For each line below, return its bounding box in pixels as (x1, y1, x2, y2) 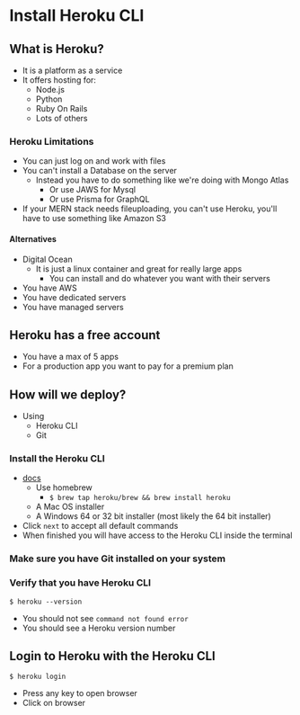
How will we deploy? (9, 387, 127, 402)
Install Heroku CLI (9, 5, 145, 26)
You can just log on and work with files (22, 156, 166, 166)
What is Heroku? (9, 41, 105, 57)
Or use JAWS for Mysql (49, 184, 137, 195)
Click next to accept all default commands (22, 521, 179, 532)
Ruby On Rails (35, 103, 88, 113)
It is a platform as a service (22, 65, 123, 76)
